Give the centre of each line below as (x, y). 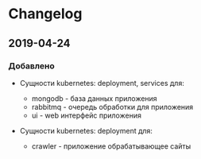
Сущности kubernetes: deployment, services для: (102, 83)
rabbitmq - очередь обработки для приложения (112, 107)
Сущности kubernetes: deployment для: (86, 130)
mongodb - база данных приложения (94, 98)
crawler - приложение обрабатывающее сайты (111, 146)
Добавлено (31, 66)
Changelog (45, 14)
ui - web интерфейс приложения (86, 115)
